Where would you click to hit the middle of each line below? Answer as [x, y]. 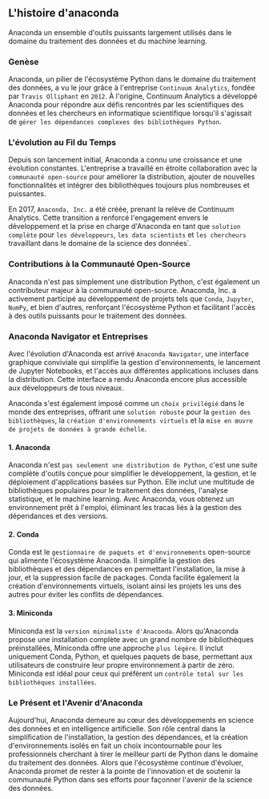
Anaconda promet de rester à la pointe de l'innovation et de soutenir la [124, 771]
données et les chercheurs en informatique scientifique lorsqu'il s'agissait [130, 113]
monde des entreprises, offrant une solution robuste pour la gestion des [129, 412]
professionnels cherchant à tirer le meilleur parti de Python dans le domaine [133, 754]
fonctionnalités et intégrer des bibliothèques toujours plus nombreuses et [129, 185]
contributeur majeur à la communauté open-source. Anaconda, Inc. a [122, 290]
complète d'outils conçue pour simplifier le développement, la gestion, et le [132, 474]
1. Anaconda [29, 447]
